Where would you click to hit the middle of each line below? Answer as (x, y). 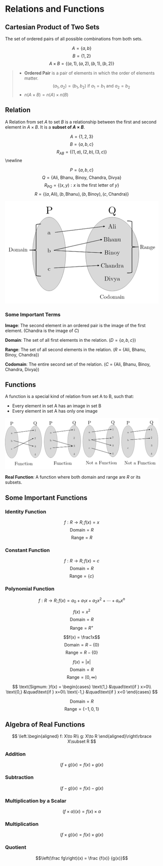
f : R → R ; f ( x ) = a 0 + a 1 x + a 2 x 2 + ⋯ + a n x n (82, 600)
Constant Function (27, 550)
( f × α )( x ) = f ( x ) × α (82, 811)
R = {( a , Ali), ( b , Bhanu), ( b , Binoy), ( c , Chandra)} (82, 194)
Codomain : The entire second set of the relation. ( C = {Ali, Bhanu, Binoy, (78, 364)
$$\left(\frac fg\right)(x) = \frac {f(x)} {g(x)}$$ (82, 858)
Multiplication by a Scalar (36, 800)
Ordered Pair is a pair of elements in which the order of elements (89, 73)
